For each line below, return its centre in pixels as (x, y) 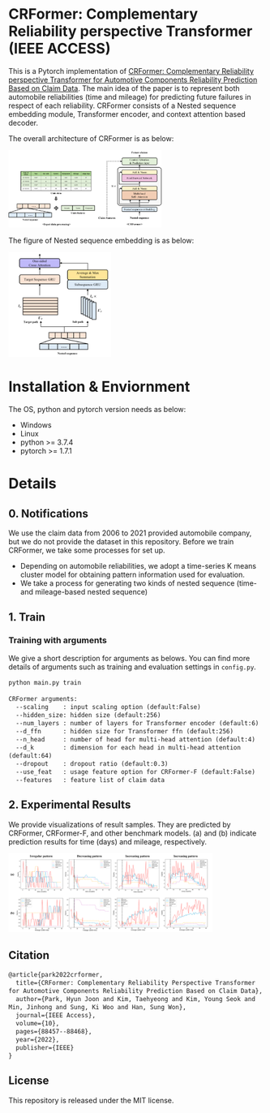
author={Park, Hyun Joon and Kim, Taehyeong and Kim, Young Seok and (135, 999)
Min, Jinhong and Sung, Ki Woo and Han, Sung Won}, (97, 1008)
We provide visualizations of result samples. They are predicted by (120, 824)
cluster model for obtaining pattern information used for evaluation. (133, 575)
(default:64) (30, 755)
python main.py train (45, 682)
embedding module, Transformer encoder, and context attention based (127, 114)
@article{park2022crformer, (56, 975)
